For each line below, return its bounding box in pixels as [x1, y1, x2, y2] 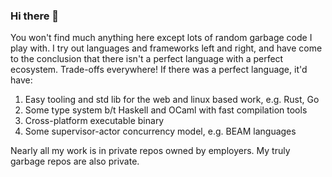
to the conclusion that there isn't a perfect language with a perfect [10, 53, 284, 65]
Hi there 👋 [10, 9, 60, 23]
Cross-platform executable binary [24, 115, 165, 127]
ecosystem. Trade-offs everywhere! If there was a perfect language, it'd [10, 64, 308, 76]
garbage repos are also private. [10, 155, 140, 168]
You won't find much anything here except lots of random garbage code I [10, 32, 313, 44]
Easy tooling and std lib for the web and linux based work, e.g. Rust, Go [24, 94, 320, 106]
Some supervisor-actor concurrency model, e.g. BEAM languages [24, 125, 297, 138]
